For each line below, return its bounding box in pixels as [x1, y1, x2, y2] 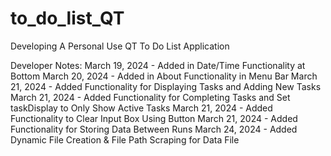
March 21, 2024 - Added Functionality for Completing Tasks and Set [10, 91, 291, 103]
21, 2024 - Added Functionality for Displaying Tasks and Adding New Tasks [10, 80, 322, 92]
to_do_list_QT [10, 7, 125, 30]
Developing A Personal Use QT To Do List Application [10, 40, 230, 52]
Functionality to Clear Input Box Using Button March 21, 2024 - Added [10, 112, 298, 124]
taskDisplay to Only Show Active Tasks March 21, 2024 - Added [10, 102, 273, 114]
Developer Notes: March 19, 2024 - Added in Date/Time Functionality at [10, 59, 306, 71]
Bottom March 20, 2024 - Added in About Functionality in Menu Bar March [10, 70, 318, 82]
